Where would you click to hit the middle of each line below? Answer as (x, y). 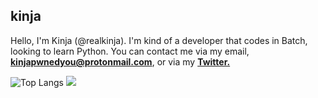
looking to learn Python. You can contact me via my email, (130, 51)
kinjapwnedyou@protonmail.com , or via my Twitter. (120, 61)
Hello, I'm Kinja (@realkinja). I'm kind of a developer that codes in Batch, (159, 40)
